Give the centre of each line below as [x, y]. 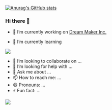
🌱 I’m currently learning [37, 42]
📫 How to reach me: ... [37, 78]
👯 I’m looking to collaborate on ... [47, 61]
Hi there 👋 [18, 21]
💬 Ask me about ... [32, 72]
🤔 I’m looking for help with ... [43, 66]
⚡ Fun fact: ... [26, 91]
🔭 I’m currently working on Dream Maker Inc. [60, 32]
